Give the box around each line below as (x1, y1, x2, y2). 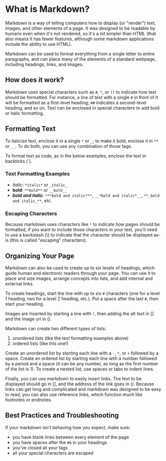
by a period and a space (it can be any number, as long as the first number (5, 360, 159, 366)
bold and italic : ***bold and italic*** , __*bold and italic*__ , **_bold (12, 192, 160, 198)
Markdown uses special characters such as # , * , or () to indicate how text (5, 89, 157, 95)
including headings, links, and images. (5, 61, 84, 67)
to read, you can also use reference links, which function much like (5, 391, 143, 397)
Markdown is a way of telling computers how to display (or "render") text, (5, 20, 156, 26)
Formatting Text (5, 124, 56, 133)
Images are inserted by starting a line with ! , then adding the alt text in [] (5, 310, 154, 317)
